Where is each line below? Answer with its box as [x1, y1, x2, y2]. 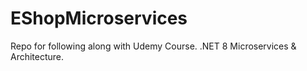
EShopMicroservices [10, 7, 188, 30]
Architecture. [10, 50, 65, 62]
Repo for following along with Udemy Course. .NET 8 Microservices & [10, 40, 297, 52]
